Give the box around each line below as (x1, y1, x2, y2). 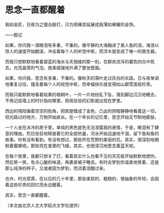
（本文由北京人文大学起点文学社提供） (5, 202, 82, 208)
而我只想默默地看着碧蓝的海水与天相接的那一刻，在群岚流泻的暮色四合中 (5, 58, 150, 64)
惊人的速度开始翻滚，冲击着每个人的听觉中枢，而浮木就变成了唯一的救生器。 (5, 48, 159, 54)
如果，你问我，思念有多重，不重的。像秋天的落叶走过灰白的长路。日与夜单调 (5, 75, 159, 81)
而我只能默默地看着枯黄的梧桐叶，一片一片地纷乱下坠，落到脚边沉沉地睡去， (5, 91, 159, 97)
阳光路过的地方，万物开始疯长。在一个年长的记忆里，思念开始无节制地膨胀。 (5, 114, 159, 120)
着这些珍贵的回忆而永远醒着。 (5, 181, 65, 188)
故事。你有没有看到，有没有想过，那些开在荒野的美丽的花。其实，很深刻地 (5, 136, 155, 142)
